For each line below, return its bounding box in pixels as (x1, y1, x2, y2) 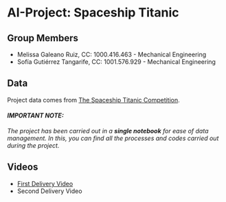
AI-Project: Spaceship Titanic (7, 5, 179, 21)
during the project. (7, 142, 60, 150)
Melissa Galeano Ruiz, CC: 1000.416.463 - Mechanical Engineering (16, 50, 207, 58)
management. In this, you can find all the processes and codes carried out (7, 134, 219, 142)
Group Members (7, 32, 79, 44)
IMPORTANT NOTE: (7, 111, 64, 120)
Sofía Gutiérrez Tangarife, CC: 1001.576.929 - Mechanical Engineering (16, 58, 216, 66)
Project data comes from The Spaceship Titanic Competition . (7, 96, 180, 104)
